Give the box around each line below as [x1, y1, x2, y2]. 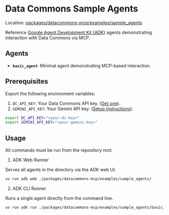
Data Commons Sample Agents [5, 3, 138, 15]
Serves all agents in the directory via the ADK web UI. [5, 167, 117, 173]
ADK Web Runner [12, 157, 49, 163]
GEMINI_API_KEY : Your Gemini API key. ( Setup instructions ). [12, 105, 133, 112]
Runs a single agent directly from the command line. [5, 195, 113, 201]
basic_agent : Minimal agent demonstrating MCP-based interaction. [12, 62, 151, 68]
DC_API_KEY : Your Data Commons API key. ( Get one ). [12, 100, 121, 106]
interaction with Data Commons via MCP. [5, 35, 91, 41]
